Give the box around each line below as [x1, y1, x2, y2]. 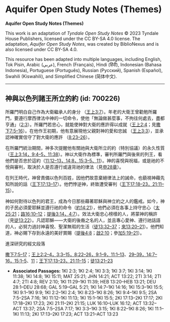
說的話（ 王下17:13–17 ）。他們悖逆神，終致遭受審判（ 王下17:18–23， [14, 181, 153, 187]
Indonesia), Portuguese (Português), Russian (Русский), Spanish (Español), [5, 67, 163, 73]
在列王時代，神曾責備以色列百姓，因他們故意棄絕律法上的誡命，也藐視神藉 [5, 174, 160, 181]
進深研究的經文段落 [5, 240, 46, 246]
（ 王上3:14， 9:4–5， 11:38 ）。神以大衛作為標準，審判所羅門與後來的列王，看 [5, 151, 163, 157]
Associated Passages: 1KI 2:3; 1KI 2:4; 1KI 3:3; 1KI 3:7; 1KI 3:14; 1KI [12, 268, 152, 274]
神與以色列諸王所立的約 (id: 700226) [5, 94, 120, 103]
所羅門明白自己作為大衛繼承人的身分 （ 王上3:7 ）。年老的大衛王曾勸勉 [5, 109, 148, 115]
